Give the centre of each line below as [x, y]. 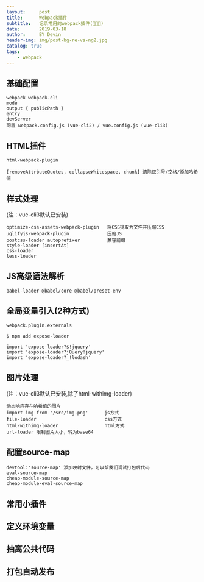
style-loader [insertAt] [38, 246]
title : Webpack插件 [37, 18]
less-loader [21, 257]
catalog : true [24, 46]
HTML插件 [26, 146]
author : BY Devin [34, 35]
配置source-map [38, 452]
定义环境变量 [30, 527]
